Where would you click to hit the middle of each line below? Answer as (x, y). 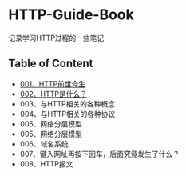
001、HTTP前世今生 (53, 84)
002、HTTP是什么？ (53, 94)
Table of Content (51, 64)
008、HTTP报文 (46, 164)
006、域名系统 (44, 144)
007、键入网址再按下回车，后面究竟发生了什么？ (100, 154)
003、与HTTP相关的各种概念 (67, 104)
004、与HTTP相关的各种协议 (67, 114)
